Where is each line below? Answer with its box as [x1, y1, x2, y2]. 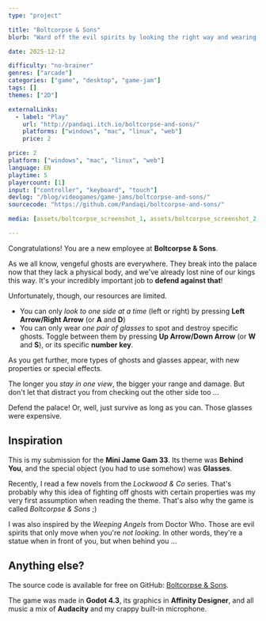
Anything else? [8, 559, 85, 573]
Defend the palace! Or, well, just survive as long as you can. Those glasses [8, 403, 253, 412]
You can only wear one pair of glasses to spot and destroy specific [19, 323, 239, 332]
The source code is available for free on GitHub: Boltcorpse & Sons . [8, 580, 230, 589]
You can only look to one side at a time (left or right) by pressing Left [19, 306, 245, 316]
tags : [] [8, 84, 37, 92]
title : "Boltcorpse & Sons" [8, 25, 101, 34]
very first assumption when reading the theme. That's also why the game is [8, 495, 254, 505]
